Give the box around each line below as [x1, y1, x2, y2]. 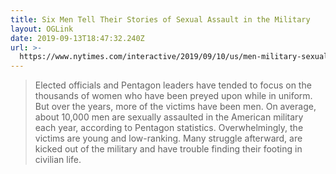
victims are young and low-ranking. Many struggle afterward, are [34, 132, 303, 145]
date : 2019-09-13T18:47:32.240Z [10, 33, 145, 43]
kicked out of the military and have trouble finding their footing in [34, 143, 303, 155]
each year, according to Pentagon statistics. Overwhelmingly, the [34, 122, 304, 134]
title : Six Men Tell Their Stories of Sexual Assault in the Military [10, 14, 311, 25]
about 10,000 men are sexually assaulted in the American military [34, 111, 304, 123]
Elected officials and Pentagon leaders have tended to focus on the [34, 79, 312, 91]
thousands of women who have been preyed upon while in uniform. [34, 90, 313, 102]
